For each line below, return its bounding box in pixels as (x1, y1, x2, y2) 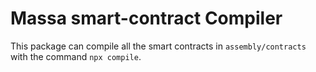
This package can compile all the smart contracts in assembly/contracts (10, 40, 307, 52)
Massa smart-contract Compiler (10, 7, 283, 30)
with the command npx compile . (10, 50, 142, 62)
